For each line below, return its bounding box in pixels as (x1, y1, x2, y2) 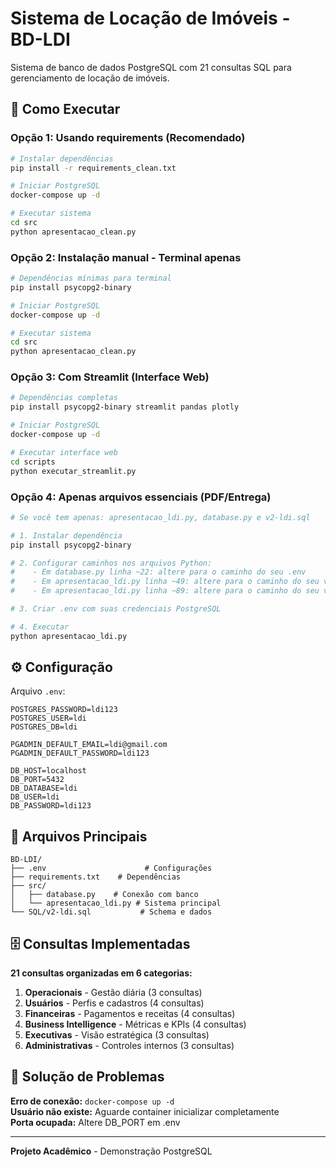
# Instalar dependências (10, 153, 114, 164)
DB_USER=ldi (10, 792, 60, 802)
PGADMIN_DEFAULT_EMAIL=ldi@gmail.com (10, 740, 168, 750)
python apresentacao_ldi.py (10, 631, 128, 641)
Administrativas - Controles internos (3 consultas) (24, 1040, 235, 1052)
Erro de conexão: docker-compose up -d (10, 1095, 175, 1107)
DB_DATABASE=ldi (10, 783, 78, 794)
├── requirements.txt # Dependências (10, 872, 182, 882)
